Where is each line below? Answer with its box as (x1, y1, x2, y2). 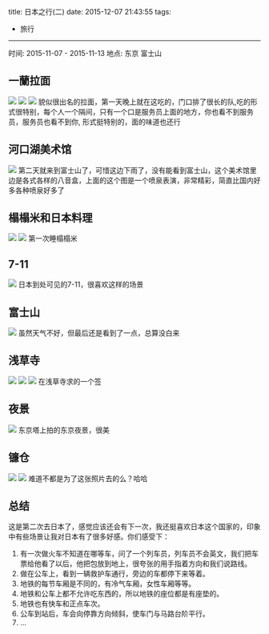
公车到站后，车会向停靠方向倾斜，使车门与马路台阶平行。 (19, 609, 210, 619)
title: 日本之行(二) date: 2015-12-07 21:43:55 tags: (8, 7, 172, 16)
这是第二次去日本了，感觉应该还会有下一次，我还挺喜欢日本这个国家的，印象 (8, 522, 261, 532)
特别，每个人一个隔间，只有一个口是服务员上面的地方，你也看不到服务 (22, 106, 254, 116)
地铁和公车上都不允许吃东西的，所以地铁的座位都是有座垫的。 (19, 589, 224, 599)
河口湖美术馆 (8, 142, 72, 156)
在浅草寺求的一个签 (38, 376, 102, 386)
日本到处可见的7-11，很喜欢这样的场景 (18, 279, 144, 290)
